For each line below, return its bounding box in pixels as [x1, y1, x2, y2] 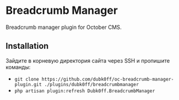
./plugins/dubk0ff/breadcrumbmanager [44, 81, 139, 87]
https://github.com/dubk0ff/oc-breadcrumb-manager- [41, 76, 174, 82]
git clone [14, 76, 40, 82]
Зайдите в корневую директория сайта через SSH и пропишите [5, 57, 170, 64]
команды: [5, 63, 31, 70]
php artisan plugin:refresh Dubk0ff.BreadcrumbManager [14, 88, 155, 94]
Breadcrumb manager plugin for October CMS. [5, 23, 122, 31]
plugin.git [14, 81, 42, 87]
